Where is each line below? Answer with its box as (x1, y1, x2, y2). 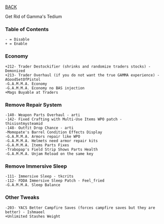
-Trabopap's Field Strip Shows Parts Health (5, 147, 98, 152)
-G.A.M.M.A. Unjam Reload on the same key (5, 151, 94, 156)
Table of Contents (5, 26, 49, 33)
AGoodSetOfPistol (5, 77, 41, 82)
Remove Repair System (5, 101, 62, 108)
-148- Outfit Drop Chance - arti (5, 125, 74, 131)
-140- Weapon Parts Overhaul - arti (5, 112, 80, 117)
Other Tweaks (5, 194, 39, 201)
